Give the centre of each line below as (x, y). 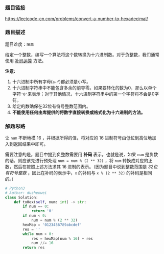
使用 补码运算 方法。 (26, 60)
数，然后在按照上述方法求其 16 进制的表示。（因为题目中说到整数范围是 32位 (82, 167)
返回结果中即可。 (31, 144)
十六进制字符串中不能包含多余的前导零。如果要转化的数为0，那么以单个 (84, 87)
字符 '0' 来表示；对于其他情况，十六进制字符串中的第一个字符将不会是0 (83, 94)
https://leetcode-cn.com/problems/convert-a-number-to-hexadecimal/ (77, 19)
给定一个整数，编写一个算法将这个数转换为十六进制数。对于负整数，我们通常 (82, 55)
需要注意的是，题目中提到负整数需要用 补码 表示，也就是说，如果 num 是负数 (82, 154)
